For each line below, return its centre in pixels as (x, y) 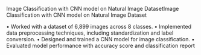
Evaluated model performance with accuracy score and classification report (101, 45)
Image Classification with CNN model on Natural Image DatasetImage (93, 9)
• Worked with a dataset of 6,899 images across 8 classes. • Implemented (99, 27)
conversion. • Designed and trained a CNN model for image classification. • (101, 39)
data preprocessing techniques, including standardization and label (90, 33)
